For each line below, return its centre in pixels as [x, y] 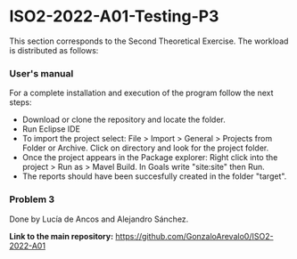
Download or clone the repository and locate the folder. [124, 120]
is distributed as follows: [54, 50]
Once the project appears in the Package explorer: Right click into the [150, 158]
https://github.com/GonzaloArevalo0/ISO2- [194, 236]
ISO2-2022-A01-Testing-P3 [114, 16]
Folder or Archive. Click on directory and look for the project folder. [145, 148]
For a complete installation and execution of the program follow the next [141, 93]
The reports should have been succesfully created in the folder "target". [154, 176]
